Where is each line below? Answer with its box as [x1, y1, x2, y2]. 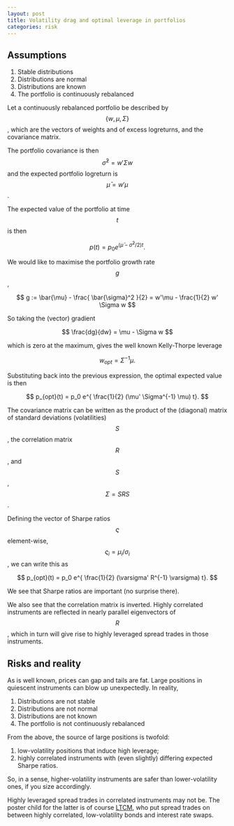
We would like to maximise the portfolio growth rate [7, 258, 155, 266]
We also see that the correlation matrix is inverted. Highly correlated [7, 601, 203, 609]
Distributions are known [17, 83, 86, 91]
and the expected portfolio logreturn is [7, 169, 118, 178]
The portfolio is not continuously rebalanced [17, 720, 145, 728]
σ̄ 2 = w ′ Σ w [101, 157, 133, 166]
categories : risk [7, 23, 58, 30]
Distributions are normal [17, 75, 87, 84]
